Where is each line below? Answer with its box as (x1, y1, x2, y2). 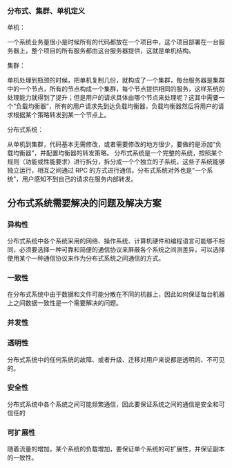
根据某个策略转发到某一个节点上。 (12, 111, 110, 119)
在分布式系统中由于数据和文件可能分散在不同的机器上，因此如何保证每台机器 (7, 290, 225, 299)
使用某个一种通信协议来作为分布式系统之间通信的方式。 (7, 254, 164, 262)
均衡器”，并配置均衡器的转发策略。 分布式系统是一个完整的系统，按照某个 (12, 149, 224, 157)
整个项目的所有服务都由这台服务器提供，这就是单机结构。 (30, 46, 195, 55)
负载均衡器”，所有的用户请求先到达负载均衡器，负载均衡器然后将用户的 (16, 102, 219, 110)
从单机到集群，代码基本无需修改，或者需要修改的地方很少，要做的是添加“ (7, 140, 216, 148)
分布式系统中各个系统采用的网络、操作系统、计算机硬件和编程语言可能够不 (7, 236, 219, 245)
